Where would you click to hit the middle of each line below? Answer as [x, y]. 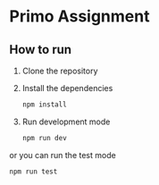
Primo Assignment [79, 17]
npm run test [33, 172]
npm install [44, 105]
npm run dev [44, 138]
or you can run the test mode [63, 155]
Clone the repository [60, 71]
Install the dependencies [67, 88]
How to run [41, 50]
